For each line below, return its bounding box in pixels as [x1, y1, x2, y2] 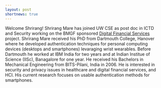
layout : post [5, 7, 32, 12]
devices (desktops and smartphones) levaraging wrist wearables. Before [5, 46, 151, 52]
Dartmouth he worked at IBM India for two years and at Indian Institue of [5, 51, 150, 57]
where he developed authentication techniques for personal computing [5, 41, 148, 46]
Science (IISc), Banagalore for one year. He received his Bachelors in [5, 56, 144, 62]
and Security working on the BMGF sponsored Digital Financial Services [5, 30, 150, 36]
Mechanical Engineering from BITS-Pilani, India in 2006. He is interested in [5, 62, 155, 67]
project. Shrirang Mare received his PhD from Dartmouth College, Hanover [5, 35, 155, 42]
